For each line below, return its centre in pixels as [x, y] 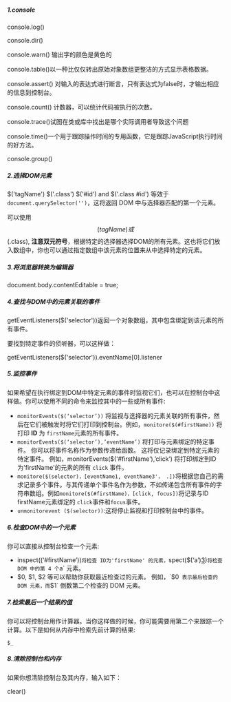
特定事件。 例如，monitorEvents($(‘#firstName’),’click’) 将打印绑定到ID [117, 459]
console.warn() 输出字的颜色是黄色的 [59, 54]
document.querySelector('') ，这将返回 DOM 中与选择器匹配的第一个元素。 [113, 203]
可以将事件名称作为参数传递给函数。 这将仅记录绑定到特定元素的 [128, 450]
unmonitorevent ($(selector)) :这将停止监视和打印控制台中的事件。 [112, 510]
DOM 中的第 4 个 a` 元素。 [51, 568]
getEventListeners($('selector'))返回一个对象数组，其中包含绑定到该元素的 [112, 320]
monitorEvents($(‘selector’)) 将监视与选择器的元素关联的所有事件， [115, 415]
